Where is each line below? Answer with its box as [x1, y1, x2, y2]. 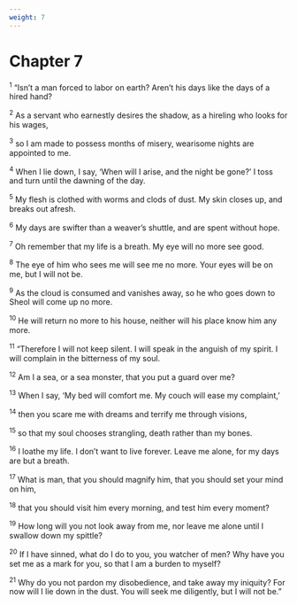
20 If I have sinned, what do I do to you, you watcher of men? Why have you [9, 547, 285, 559]
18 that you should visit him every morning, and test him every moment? [9, 500, 270, 513]
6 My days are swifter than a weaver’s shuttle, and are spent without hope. [9, 221, 280, 233]
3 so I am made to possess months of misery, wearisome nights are [9, 136, 255, 149]
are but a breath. [9, 455, 70, 466]
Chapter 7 [9, 50, 84, 71]
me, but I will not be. [9, 268, 83, 279]
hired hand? [9, 91, 53, 102]
